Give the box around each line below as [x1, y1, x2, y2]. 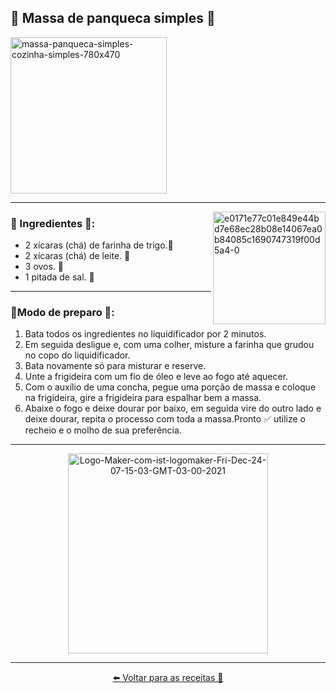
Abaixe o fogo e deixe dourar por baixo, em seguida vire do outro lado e [24, 402, 322, 415]
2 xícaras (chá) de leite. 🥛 [24, 250, 131, 262]
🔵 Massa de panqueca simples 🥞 [10, 10, 216, 27]
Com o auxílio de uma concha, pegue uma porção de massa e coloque [24, 381, 317, 393]
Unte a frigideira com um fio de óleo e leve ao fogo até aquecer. [24, 371, 289, 383]
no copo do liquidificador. [24, 349, 131, 361]
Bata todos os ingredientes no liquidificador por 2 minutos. [24, 328, 267, 340]
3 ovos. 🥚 [24, 261, 65, 273]
